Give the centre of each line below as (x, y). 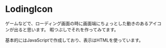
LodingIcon (29, 9)
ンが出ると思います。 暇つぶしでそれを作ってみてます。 (62, 29)
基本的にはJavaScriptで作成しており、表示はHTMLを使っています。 (74, 40)
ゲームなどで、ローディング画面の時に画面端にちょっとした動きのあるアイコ (83, 23)
